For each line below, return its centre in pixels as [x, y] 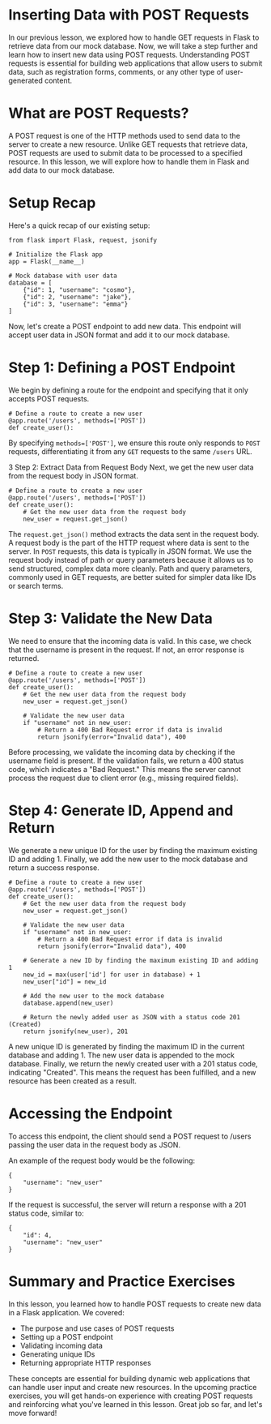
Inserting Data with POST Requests [129, 15]
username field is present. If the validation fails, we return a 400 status [126, 761]
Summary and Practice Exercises [122, 1281]
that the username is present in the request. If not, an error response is [127, 650]
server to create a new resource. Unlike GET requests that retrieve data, [128, 144]
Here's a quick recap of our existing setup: [79, 225]
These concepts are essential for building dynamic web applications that [129, 1378]
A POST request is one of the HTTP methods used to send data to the [125, 135]
